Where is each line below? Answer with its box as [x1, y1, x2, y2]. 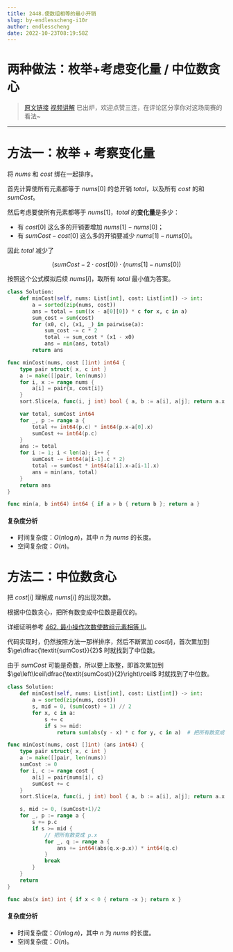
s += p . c [32, 818, 58, 826]
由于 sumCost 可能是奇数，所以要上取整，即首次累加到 [7, 661, 164, 670]
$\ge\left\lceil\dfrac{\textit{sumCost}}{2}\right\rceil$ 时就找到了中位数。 [7, 670, 214, 678]
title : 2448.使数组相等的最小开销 [7, 10, 96, 17]
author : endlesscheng [7, 23, 70, 30]
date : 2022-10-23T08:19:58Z [7, 29, 89, 37]
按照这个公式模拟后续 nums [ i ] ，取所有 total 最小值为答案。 [7, 275, 175, 283]
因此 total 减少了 [7, 246, 54, 255]
